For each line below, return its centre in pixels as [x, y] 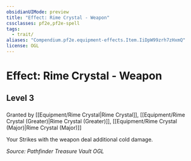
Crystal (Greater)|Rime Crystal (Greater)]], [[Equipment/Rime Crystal [92, 122]
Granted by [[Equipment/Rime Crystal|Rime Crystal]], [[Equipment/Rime [96, 115]
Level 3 [20, 98]
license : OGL [23, 46]
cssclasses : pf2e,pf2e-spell [43, 23]
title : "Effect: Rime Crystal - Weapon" [58, 18]
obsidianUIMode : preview [38, 12]
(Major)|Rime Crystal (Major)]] [44, 128]
